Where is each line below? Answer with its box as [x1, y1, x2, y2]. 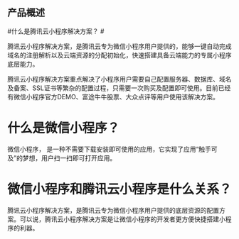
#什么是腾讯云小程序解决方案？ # [7, 27, 105, 35]
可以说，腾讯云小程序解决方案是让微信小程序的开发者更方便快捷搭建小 [19, 215, 225, 223]
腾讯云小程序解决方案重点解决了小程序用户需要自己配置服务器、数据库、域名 [7, 74, 232, 83]
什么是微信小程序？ [7, 120, 120, 136]
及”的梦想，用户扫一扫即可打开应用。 [7, 153, 117, 162]
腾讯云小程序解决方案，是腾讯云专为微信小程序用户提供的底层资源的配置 [7, 206, 219, 214]
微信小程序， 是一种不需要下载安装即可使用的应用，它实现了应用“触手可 [7, 145, 218, 153]
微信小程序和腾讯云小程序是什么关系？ [7, 181, 233, 197]
